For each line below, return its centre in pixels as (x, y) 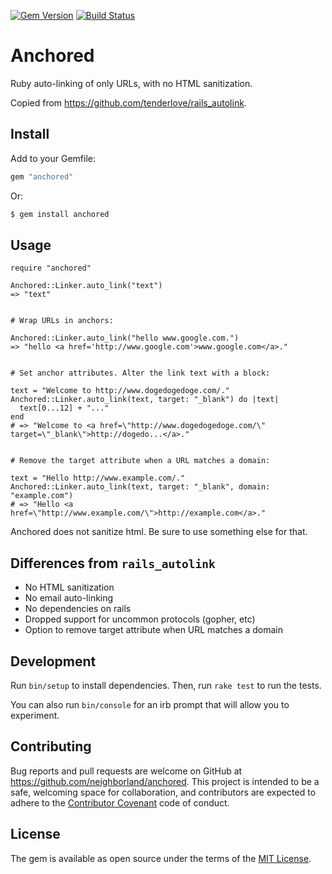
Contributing (51, 746)
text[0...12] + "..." (64, 408)
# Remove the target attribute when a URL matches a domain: (140, 461)
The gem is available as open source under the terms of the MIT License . (161, 858)
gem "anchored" (42, 176)
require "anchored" (51, 268)
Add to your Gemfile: (53, 158)
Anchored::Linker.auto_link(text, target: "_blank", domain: (140, 487)
